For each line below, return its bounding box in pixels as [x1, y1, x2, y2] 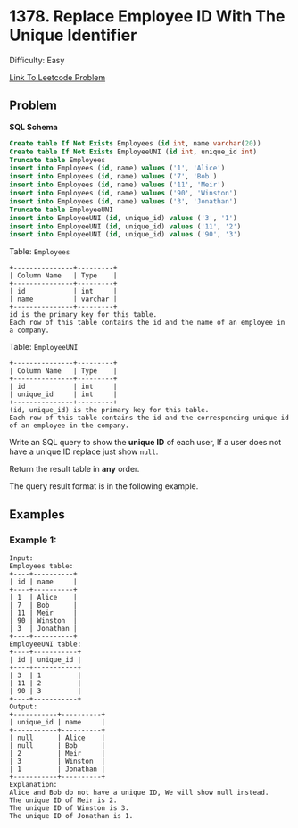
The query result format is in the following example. [9, 481, 199, 492]
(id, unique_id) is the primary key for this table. [9, 406, 210, 415]
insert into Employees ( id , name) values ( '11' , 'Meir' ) [9, 180, 226, 189]
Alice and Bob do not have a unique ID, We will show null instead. [9, 788, 269, 797]
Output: [9, 702, 38, 711]
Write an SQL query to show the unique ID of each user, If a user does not [9, 437, 282, 448]
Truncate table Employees [9, 155, 105, 164]
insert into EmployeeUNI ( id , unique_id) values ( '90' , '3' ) [9, 230, 242, 239]
